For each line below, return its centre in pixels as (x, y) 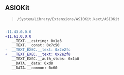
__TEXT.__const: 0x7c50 (35, 45)
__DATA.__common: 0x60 (34, 68)
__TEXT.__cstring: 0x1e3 (37, 41)
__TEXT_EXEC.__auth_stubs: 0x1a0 (45, 59)
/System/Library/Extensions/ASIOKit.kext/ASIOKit (68, 19)
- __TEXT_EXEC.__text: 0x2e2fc (38, 50)
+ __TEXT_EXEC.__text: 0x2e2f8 (38, 54)
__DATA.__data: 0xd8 (32, 63)
